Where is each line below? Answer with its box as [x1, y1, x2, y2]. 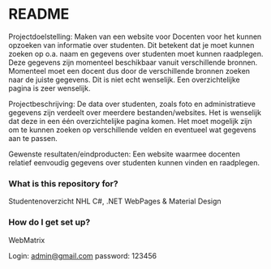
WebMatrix [8, 235, 45, 245]
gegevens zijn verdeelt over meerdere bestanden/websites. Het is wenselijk [8, 107, 262, 117]
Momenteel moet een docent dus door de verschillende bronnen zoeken [8, 66, 250, 75]
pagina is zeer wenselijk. [8, 83, 91, 93]
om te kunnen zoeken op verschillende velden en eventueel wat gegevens [8, 125, 257, 134]
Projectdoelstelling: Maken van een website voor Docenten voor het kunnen [8, 32, 262, 41]
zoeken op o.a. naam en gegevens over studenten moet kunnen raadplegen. [8, 49, 264, 58]
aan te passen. [8, 133, 58, 143]
